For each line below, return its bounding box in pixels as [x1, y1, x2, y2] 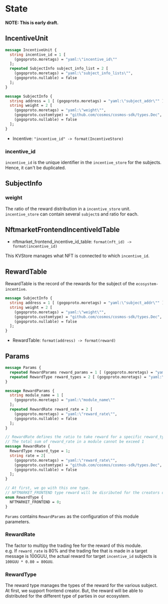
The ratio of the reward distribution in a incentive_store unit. [5, 206, 131, 212]
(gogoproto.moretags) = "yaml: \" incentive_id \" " [14, 57, 117, 62]
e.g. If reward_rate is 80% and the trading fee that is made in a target [5, 547, 147, 554]
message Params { [5, 365, 41, 370]
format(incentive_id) [12, 244, 57, 249]
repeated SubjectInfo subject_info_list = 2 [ [9, 66, 108, 71]
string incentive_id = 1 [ [9, 52, 66, 57]
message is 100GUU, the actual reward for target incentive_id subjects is [5, 553, 157, 559]
